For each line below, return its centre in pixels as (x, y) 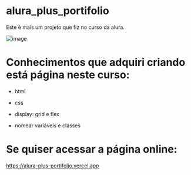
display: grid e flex (37, 114)
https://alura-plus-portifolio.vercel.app (53, 166)
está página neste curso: (68, 75)
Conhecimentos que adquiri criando (96, 62)
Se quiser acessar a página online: (92, 149)
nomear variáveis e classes (48, 126)
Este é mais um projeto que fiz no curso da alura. (66, 27)
